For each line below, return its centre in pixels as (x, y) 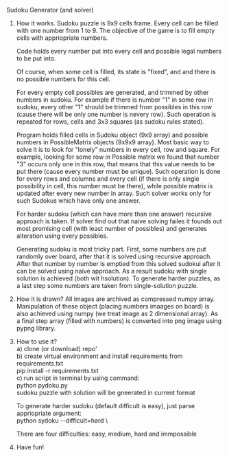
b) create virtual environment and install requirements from (99, 356)
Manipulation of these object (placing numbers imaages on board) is (113, 306)
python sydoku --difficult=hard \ (62, 421)
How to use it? (37, 342)
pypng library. (36, 328)
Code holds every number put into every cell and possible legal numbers (119, 51)
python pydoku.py (42, 385)
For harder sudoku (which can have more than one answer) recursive (114, 214)
